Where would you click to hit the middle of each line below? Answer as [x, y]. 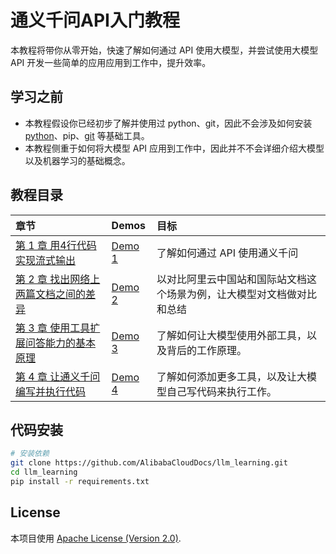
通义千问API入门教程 [95, 20]
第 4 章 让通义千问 [58, 376]
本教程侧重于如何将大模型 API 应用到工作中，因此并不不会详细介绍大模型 [174, 148]
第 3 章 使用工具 [53, 328]
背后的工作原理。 [207, 350]
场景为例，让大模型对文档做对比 [242, 294]
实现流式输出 [46, 260]
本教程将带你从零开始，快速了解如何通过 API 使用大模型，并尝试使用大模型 [164, 50]
